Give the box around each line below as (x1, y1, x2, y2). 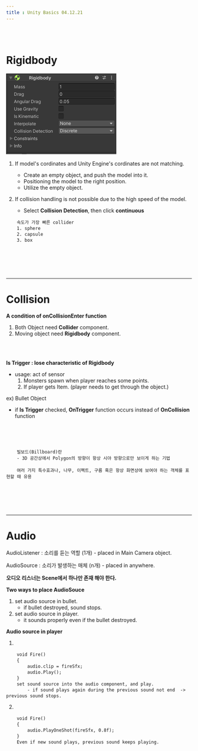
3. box (16, 237, 33, 243)
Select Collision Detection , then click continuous (23, 207, 144, 214)
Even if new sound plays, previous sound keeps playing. (16, 739, 160, 745)
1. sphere (16, 225, 41, 231)
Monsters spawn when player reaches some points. (23, 377, 149, 384)
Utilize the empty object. (23, 184, 84, 191)
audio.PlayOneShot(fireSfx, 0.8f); (27, 727, 115, 733)
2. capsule (16, 231, 44, 237)
